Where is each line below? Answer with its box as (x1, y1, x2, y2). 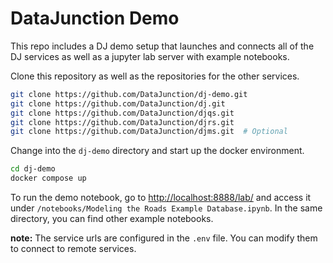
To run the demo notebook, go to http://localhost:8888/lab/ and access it (10, 192, 312, 204)
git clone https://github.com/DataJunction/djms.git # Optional (10, 127, 288, 137)
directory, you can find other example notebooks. (10, 213, 214, 225)
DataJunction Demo (10, 7, 180, 30)
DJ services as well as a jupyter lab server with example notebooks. (10, 50, 290, 62)
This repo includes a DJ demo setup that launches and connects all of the (10, 40, 315, 52)
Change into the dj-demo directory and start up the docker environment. (10, 145, 305, 157)
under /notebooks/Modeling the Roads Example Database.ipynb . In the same (10, 202, 323, 214)
